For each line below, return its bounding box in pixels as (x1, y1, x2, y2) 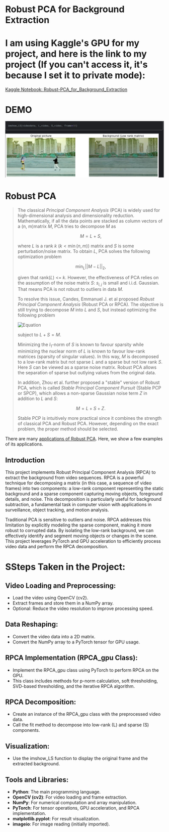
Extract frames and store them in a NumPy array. (12, 600, 114, 606)
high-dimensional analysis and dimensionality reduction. (17, 212, 135, 218)
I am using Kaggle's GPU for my (5, 37, 140, 49)
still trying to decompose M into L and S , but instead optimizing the (17, 307, 157, 313)
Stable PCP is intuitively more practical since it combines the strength (17, 415, 162, 421)
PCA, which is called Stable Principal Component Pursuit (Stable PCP (17, 385, 161, 391)
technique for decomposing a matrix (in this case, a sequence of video (5, 479, 152, 486)
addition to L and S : (17, 396, 58, 402)
